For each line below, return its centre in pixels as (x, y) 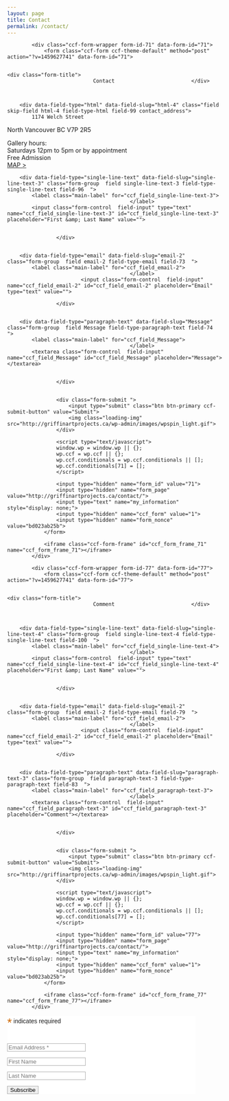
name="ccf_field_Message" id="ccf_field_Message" (80, 358)
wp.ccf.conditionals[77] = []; (101, 917)
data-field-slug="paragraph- (178, 773)
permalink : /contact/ (38, 26)
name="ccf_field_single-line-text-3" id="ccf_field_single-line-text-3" (113, 214)
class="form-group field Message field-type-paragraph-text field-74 (110, 328)
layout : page (26, 13)
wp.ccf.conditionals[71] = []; (101, 466)
